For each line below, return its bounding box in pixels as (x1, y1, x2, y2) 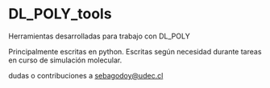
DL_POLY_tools (8, 5, 112, 23)
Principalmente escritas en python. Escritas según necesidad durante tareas (8, 46, 262, 56)
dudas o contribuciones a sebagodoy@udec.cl (8, 70, 164, 80)
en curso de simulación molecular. (8, 55, 123, 65)
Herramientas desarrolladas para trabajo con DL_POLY (8, 31, 191, 41)
